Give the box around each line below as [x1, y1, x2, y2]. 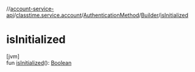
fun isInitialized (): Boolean [6, 59, 72, 66]
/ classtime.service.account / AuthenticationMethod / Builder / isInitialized [13, 11, 189, 19]
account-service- [10, 5, 54, 12]
